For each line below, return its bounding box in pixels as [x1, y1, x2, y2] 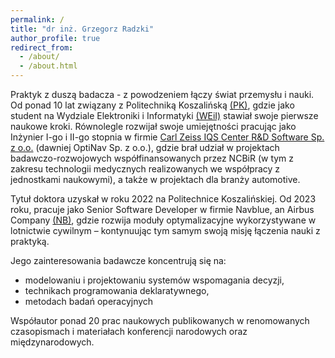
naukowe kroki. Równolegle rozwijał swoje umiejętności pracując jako [10, 121, 297, 132]
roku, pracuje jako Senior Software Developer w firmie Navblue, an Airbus [10, 204, 315, 215]
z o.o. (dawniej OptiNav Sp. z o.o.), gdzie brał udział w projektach [10, 142, 280, 153]
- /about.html [19, 61, 78, 71]
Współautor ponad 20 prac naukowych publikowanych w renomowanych [10, 315, 310, 326]
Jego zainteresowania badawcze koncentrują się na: [10, 255, 227, 266]
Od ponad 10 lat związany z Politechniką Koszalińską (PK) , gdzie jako [10, 99, 295, 111]
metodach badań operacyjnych [24, 296, 154, 307]
